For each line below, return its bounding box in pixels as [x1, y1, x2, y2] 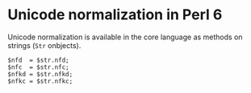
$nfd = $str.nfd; [7, 56, 69, 64]
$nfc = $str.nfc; [7, 63, 69, 71]
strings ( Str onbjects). [7, 40, 82, 50]
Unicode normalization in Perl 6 [7, 6, 223, 24]
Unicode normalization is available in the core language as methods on [7, 32, 243, 42]
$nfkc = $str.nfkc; [7, 77, 73, 85]
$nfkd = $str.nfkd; [7, 70, 73, 78]
